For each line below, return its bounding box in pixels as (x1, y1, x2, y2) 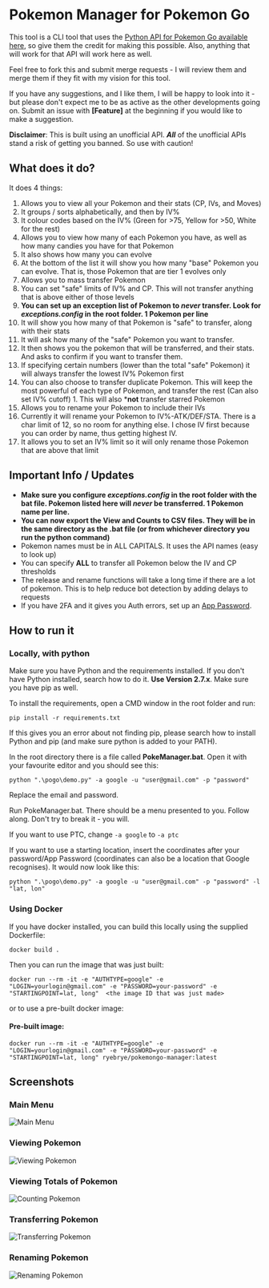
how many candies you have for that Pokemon (20, 240, 175, 250)
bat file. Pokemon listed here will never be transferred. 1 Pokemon (20, 499, 243, 508)
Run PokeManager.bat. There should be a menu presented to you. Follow (9, 806, 250, 815)
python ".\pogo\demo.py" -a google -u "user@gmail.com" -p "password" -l (9, 878, 261, 886)
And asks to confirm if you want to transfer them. (20, 351, 183, 361)
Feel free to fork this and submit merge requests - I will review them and (9, 64, 247, 74)
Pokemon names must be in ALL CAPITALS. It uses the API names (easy (20, 541, 259, 551)
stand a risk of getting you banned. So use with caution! (9, 138, 194, 147)
